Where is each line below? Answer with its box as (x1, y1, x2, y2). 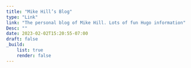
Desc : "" (6, 25, 28, 31)
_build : (6, 42, 25, 48)
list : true (17, 47, 44, 53)
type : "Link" (6, 14, 38, 20)
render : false (17, 53, 51, 59)
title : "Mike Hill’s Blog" (6, 8, 73, 15)
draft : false (6, 36, 38, 42)
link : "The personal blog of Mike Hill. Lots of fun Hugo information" (6, 20, 186, 25)
